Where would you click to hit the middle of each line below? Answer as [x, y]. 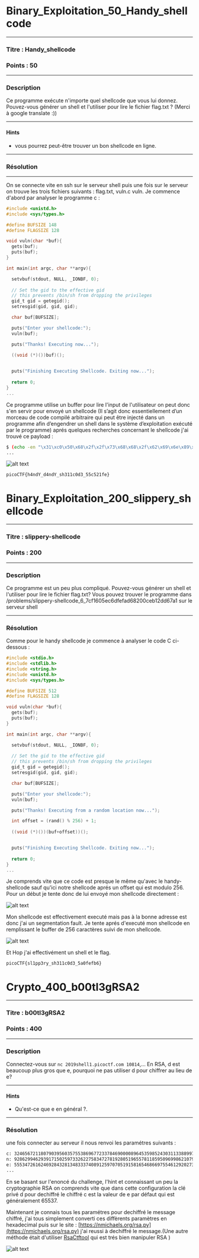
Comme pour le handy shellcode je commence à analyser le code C [89, 641]
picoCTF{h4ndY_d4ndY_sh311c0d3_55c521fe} [58, 475]
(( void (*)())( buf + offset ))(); [50, 832]
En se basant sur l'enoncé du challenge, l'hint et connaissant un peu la [92, 1181]
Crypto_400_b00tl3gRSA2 [73, 987]
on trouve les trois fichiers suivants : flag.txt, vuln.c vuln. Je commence [93, 191]
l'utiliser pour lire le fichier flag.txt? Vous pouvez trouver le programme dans [99, 594]
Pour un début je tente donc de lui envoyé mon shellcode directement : [93, 894]
